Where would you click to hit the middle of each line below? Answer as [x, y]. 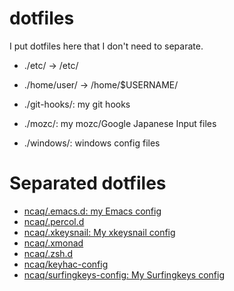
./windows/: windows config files [92, 143]
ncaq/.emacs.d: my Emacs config [92, 211]
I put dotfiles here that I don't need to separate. [106, 46]
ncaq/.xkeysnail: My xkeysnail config [99, 232]
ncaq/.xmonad [53, 243]
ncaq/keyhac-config [66, 264]
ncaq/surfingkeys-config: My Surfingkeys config [124, 274]
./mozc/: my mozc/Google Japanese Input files [120, 123]
